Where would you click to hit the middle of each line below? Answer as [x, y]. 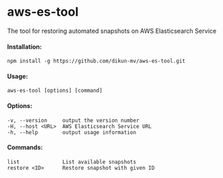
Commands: [25, 147]
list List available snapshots [72, 162]
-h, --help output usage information [72, 132]
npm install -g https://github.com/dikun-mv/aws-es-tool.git [96, 61]
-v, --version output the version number [73, 120]
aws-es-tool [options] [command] [55, 91]
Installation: [25, 47]
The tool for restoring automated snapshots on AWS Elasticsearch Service [112, 31]
